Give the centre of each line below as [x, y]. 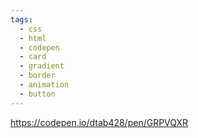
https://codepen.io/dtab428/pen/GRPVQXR [99, 122]
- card [33, 57]
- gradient [42, 66]
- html [33, 38]
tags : [21, 19]
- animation [44, 85]
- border [37, 76]
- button [37, 94]
